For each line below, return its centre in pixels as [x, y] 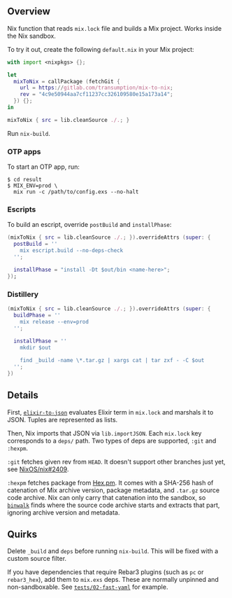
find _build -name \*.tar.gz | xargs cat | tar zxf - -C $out [112, 361]
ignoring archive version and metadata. [64, 512]
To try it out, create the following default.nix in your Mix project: [101, 49]
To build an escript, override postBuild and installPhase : [89, 225]
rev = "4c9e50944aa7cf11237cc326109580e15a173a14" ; [96, 95]
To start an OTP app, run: [44, 167]
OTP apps [24, 151]
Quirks [22, 534]
